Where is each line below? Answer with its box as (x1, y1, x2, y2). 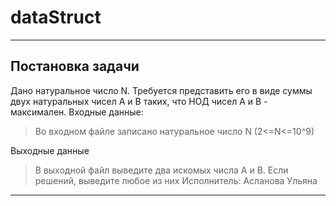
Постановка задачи (10, 58, 140, 75)
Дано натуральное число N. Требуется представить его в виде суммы (10, 84, 313, 96)
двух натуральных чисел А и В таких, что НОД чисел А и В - (10, 95, 268, 107)
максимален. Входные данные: (10, 106, 144, 118)
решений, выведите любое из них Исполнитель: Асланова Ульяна (34, 174, 318, 186)
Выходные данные (10, 144, 90, 156)
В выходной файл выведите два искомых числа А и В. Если (34, 164, 289, 176)
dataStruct (10, 6, 102, 29)
